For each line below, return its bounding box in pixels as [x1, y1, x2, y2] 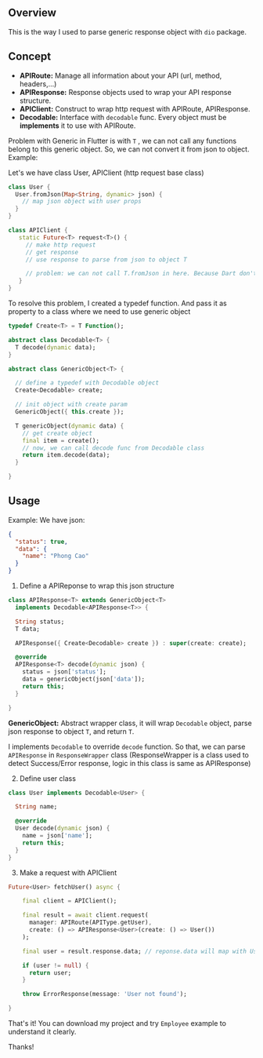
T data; [15, 625, 41, 633]
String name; [15, 803, 58, 811]
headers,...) [19, 78, 57, 89]
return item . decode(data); [22, 451, 110, 459]
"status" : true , [15, 538, 68, 545]
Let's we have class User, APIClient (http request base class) [8, 168, 205, 177]
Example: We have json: [8, 515, 85, 524]
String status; [15, 618, 65, 626]
